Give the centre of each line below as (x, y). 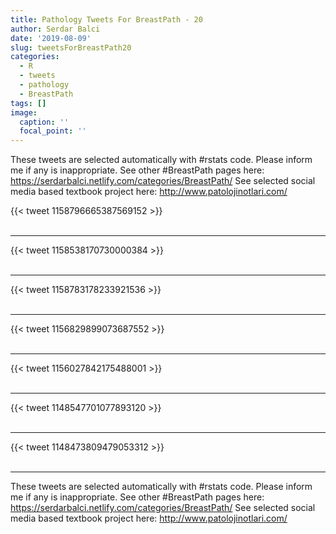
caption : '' (44, 122)
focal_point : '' (53, 131)
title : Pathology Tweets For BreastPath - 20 (106, 19)
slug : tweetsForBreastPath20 (71, 47)
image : (24, 112)
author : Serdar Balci (55, 29)
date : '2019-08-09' (51, 38)
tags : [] (28, 103)
